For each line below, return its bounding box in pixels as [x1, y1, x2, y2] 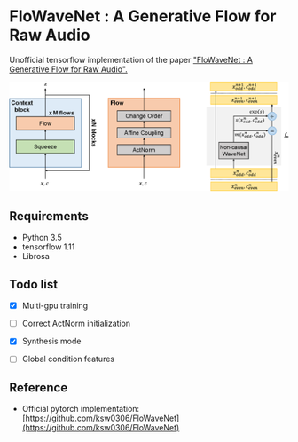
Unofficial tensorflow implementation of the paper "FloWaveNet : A [9, 54, 253, 65]
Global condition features [21, 353, 115, 365]
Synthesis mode [21, 335, 82, 347]
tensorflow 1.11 [21, 241, 75, 252]
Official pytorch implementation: [21, 404, 140, 414]
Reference [9, 380, 68, 395]
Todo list [9, 277, 59, 292]
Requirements [9, 209, 89, 224]
